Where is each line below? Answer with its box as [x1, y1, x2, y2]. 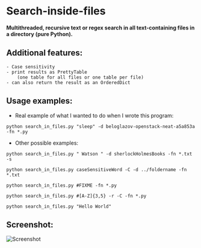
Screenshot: [6, 219, 54, 229]
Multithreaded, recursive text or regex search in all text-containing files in [6, 24, 195, 31]
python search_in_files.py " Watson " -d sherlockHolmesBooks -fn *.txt [6, 151, 193, 157]
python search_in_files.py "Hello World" [6, 203, 112, 210]
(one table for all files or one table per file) [17, 74, 144, 80]
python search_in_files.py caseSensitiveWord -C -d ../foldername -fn [6, 166, 187, 172]
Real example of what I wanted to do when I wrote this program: [14, 112, 174, 119]
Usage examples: [6, 96, 73, 106]
